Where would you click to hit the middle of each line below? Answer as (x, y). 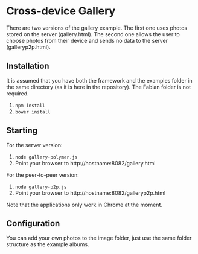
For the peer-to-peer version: (43, 175)
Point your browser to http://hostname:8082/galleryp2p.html (90, 193)
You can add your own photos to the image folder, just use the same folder (99, 238)
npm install (30, 106)
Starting (22, 131)
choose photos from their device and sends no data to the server (87, 40)
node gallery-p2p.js (41, 187)
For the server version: (34, 145)
